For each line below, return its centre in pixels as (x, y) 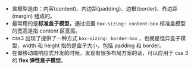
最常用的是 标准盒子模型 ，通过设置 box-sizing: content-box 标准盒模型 (99, 23)
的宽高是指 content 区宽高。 (46, 31)
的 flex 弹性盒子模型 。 (39, 60)
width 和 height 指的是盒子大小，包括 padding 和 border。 (93, 45)
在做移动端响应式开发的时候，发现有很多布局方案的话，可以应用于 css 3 (100, 53)
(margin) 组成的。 (33, 16)
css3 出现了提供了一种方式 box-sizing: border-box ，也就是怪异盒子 (96, 38)
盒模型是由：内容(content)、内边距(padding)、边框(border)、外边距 (95, 9)
